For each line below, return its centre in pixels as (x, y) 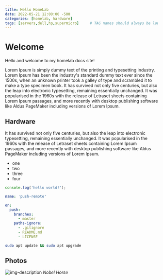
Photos (16, 261)
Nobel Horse (56, 272)
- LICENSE (28, 237)
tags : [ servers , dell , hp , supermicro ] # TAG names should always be (78, 23)
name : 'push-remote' (26, 196)
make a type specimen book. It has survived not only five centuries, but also (81, 86)
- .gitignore (31, 228)
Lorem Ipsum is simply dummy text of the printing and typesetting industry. (80, 70)
